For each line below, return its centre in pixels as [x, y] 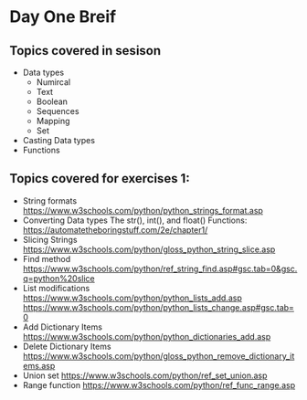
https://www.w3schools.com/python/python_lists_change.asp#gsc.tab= [159, 307]
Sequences [58, 111]
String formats [50, 200]
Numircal [53, 82]
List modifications [56, 288]
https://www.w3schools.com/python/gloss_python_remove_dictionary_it [159, 356]
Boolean [52, 101]
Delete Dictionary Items [67, 346]
